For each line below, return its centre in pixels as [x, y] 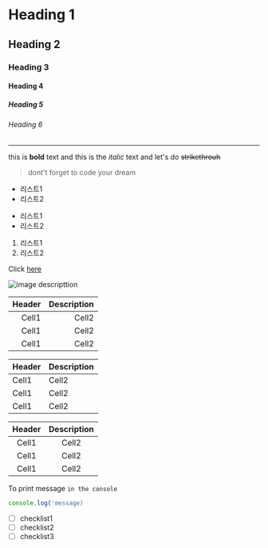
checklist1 [36, 518]
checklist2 [37, 527]
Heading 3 [29, 67]
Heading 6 [26, 125]
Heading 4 [26, 86]
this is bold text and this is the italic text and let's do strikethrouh [114, 157]
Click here [25, 269]
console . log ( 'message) [46, 503]
